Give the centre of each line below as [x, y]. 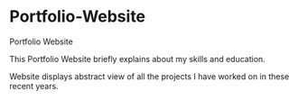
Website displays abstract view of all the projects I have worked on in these [149, 76]
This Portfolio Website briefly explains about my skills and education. [138, 59]
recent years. [34, 86]
